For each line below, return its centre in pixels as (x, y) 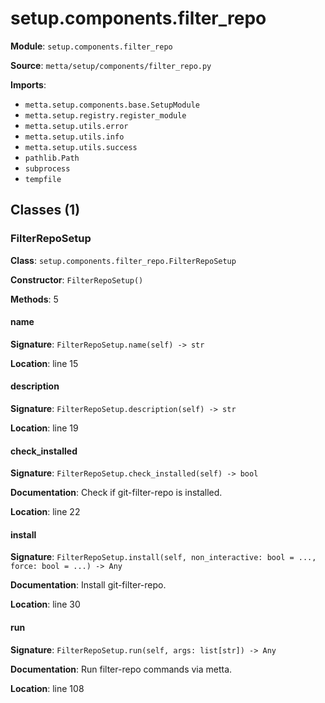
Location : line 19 (44, 428)
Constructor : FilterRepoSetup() (77, 279)
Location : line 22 (45, 512)
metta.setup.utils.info (74, 137)
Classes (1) (45, 210)
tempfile (43, 179)
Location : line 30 (45, 604)
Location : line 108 (47, 688)
